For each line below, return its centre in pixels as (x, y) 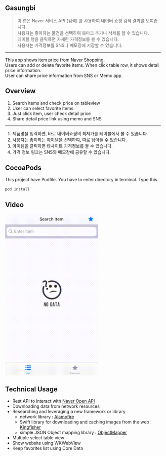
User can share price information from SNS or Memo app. (64, 76)
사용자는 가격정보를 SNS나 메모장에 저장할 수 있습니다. (70, 45)
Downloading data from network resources (56, 406)
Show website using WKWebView (46, 443)
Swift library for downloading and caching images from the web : (86, 422)
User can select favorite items (43, 108)
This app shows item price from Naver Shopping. (55, 60)
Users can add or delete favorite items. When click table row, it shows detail (82, 65)
